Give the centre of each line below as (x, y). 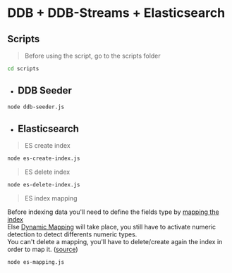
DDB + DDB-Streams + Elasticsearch (116, 13)
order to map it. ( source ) (43, 249)
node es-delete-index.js (44, 185)
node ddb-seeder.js (36, 107)
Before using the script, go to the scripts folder (92, 56)
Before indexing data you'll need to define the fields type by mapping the (114, 212)
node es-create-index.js (44, 159)
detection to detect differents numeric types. (72, 234)
